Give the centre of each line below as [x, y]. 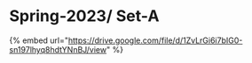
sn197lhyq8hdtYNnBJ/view [58, 49]
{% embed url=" [39, 40]
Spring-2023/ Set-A [84, 16]
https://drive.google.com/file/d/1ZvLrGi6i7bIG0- [155, 40]
